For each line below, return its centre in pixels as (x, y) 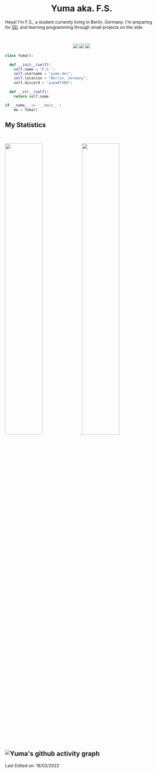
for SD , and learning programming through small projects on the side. (74, 27)
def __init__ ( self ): (30, 65)
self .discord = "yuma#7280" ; (43, 83)
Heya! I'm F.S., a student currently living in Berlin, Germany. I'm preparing (78, 22)
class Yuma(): (19, 56)
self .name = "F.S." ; (35, 69)
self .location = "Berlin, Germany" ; (51, 78)
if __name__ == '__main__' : (34, 105)
